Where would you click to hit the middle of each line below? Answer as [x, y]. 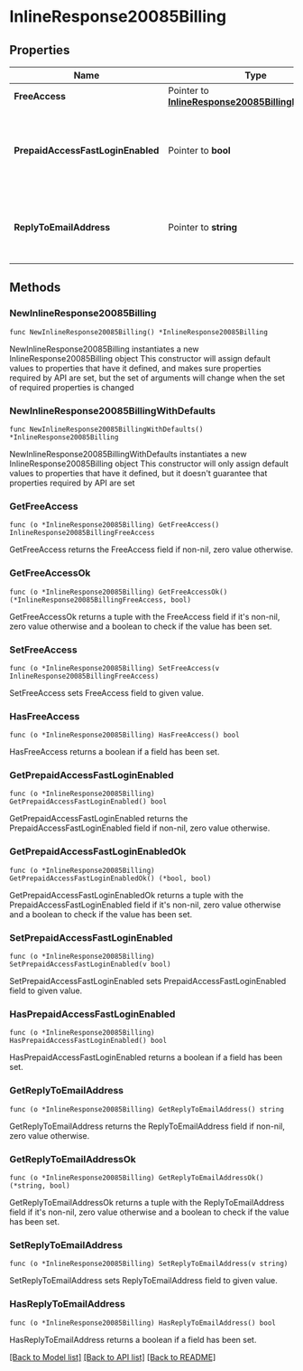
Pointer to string [202, 227]
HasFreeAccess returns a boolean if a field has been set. [115, 752]
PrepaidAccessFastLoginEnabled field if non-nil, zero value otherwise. [140, 828]
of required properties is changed [72, 387]
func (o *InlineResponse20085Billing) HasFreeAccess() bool [125, 735]
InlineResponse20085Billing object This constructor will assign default [140, 358]
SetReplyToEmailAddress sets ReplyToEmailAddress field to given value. [143, 1281]
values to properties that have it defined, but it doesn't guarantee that [138, 473]
